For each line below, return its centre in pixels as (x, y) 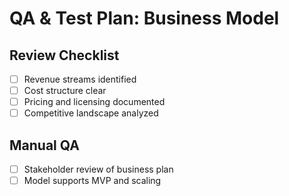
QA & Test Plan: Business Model (144, 18)
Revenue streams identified (80, 79)
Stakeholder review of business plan (98, 169)
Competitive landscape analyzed (91, 113)
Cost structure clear (65, 91)
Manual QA (44, 145)
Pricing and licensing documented (94, 102)
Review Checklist (64, 55)
